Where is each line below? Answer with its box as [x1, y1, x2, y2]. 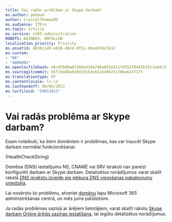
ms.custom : [5, 50, 29, 55]
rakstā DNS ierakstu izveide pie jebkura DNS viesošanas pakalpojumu [5, 175, 153, 181]
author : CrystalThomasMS [5, 17, 58, 22]
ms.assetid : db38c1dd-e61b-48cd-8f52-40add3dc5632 [5, 46, 116, 51]
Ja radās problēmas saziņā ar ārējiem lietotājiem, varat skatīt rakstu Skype [5, 206, 162, 212]
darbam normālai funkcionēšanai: [5, 144, 76, 150]
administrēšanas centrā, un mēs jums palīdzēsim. [5, 195, 110, 201]
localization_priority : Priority [5, 41, 77, 46]
